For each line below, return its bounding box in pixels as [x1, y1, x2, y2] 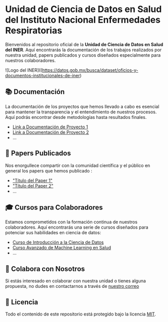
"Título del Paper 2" [12, 183, 54, 189]
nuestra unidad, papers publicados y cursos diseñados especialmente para [5, 52, 161, 58]
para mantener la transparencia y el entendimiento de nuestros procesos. [5, 109, 157, 115]
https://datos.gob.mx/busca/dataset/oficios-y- [42, 67, 138, 73]
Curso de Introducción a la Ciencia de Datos [12, 239, 104, 245]
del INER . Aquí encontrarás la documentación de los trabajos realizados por [5, 47, 162, 53]
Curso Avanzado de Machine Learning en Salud [12, 245, 111, 251]
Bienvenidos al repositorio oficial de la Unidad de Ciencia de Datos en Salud [5, 41, 163, 47]
